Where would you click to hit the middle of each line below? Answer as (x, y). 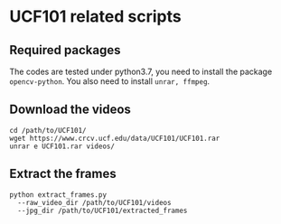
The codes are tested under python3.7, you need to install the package (141, 71)
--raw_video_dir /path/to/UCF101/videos (94, 202)
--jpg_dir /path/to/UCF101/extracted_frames (103, 210)
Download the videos (70, 110)
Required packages (65, 50)
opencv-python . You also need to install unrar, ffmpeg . (110, 81)
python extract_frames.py (58, 195)
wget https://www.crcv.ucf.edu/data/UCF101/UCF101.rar (115, 138)
